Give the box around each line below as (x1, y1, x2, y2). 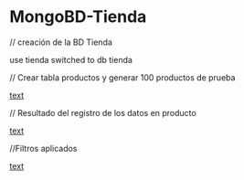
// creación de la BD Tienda (9, 37, 112, 48)
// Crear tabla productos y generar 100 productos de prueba (9, 71, 236, 83)
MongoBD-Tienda (9, 6, 147, 27)
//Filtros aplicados (9, 143, 78, 154)
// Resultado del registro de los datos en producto (9, 107, 196, 118)
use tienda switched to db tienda (9, 54, 133, 65)
